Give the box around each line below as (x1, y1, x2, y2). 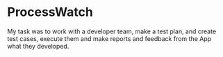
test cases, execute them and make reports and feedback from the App (7, 34, 212, 42)
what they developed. (7, 42, 69, 50)
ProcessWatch (7, 4, 94, 20)
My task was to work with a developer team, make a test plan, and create (7, 27, 217, 35)
